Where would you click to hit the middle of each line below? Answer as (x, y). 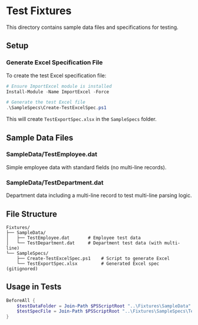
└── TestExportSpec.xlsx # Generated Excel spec (88, 264)
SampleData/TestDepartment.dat (55, 182)
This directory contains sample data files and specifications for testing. (92, 27)
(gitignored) (22, 269)
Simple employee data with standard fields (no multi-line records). (86, 167)
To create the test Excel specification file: (56, 75)
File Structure (32, 214)
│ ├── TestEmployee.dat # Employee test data (74, 238)
